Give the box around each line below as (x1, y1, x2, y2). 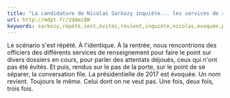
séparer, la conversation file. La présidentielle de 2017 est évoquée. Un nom (7, 70, 221, 78)
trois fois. (7, 84, 34, 93)
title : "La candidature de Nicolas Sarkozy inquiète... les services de (7, 10, 219, 17)
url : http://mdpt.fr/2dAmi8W (7, 16, 90, 23)
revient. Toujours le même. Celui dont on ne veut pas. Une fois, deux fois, (7, 78, 214, 86)
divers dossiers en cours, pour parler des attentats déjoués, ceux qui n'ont (7, 56, 218, 64)
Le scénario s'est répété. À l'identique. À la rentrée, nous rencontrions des (7, 42, 217, 50)
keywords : (7, 22, 36, 29)
